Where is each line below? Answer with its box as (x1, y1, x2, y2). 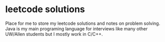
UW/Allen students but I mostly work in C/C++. (5, 31, 103, 37)
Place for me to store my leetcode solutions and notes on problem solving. (5, 20, 160, 26)
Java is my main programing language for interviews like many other (5, 25, 148, 31)
